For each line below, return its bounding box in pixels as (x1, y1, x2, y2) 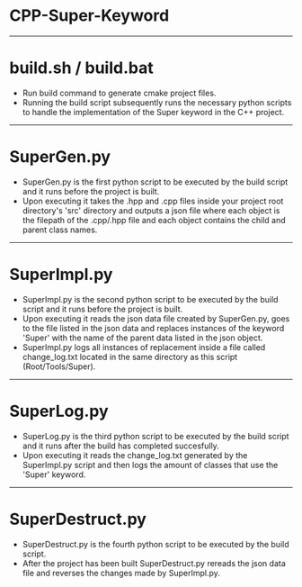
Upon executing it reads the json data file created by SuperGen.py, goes (22, 312, 290, 324)
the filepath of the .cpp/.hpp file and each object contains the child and (22, 214, 286, 225)
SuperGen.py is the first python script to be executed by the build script (22, 176, 289, 187)
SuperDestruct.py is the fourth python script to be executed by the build (22, 538, 289, 549)
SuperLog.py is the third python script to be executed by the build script (22, 430, 289, 441)
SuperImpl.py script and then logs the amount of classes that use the (22, 459, 279, 470)
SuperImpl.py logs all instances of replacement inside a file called (22, 341, 266, 352)
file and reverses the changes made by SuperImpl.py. (22, 567, 220, 578)
